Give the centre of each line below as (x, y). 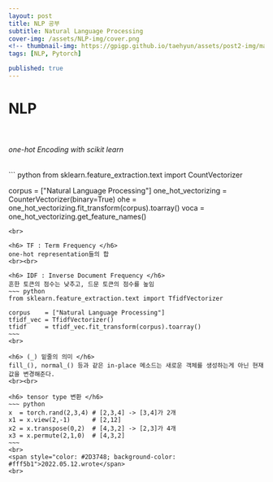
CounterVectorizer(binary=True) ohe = (73, 199)
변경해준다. (39, 375)
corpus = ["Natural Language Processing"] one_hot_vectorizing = (118, 191)
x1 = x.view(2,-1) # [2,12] (65, 420)
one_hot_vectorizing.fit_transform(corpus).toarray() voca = (107, 208)
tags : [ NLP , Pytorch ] (45, 54)
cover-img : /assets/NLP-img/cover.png (74, 39)
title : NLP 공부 (34, 24)
